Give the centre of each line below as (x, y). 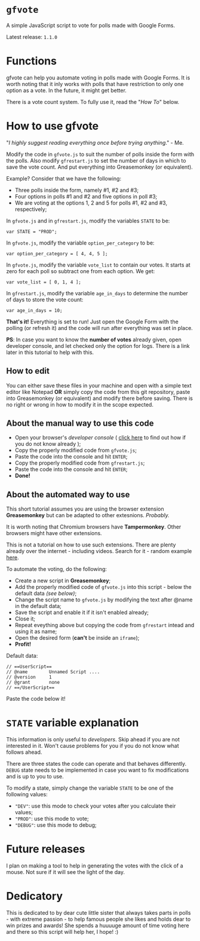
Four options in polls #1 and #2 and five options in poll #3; (86, 196)
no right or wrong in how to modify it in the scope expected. (80, 404)
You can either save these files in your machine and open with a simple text (99, 385)
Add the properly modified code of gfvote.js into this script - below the (103, 587)
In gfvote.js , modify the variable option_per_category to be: (80, 243)
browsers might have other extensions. (54, 533)
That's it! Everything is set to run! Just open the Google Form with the (93, 322)
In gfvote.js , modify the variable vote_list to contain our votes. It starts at (99, 265)
